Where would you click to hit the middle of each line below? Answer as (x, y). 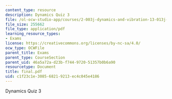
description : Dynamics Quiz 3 (38, 15)
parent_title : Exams (27, 53)
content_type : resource (31, 10)
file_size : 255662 (25, 24)
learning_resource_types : (33, 34)
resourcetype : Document (31, 67)
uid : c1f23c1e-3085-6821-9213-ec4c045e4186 (52, 77)
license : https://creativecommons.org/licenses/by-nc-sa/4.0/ (73, 43)
